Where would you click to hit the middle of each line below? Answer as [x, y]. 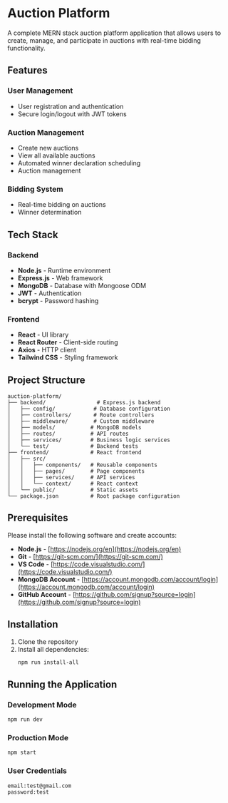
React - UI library [43, 335]
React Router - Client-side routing [68, 342]
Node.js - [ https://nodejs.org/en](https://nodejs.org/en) [99, 549]
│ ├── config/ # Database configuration [89, 409]
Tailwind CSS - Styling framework [68, 357]
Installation [33, 624]
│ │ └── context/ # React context [73, 484]
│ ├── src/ [27, 459]
